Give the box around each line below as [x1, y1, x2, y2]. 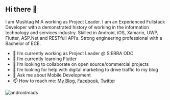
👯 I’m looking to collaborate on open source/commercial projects [12, 61, 149, 67]
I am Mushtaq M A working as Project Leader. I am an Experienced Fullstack [5, 18, 165, 24]
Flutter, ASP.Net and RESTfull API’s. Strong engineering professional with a [5, 35, 162, 41]
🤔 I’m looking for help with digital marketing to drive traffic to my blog [12, 66, 158, 72]
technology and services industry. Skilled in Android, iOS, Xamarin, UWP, [5, 29, 159, 36]
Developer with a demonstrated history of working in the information [5, 24, 150, 30]
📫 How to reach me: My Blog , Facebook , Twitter [12, 78, 115, 84]
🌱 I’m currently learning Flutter [12, 56, 77, 62]
